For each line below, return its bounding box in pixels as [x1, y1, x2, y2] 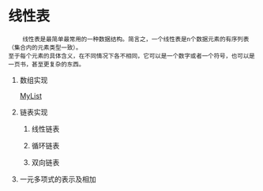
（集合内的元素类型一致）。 [8, 43, 82, 51]
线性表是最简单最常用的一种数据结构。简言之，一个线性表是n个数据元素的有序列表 [22, 35, 250, 43]
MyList [19, 91, 42, 100]
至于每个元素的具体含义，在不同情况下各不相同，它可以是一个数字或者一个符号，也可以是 [8, 52, 255, 60]
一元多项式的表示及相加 [19, 174, 96, 184]
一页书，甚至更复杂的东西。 [8, 60, 85, 68]
